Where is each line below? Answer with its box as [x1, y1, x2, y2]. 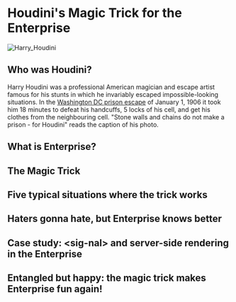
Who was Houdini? [7, 64, 92, 76]
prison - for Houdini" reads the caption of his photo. [7, 120, 159, 129]
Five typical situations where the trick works [7, 189, 208, 201]
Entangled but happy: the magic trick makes [7, 272, 207, 284]
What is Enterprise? [7, 141, 97, 153]
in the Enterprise [7, 248, 83, 260]
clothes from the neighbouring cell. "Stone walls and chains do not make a [7, 112, 225, 121]
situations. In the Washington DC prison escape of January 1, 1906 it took [7, 98, 221, 106]
